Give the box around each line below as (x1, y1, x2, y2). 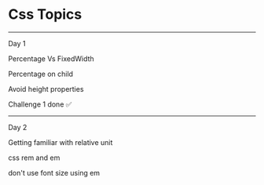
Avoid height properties (8, 84, 84, 93)
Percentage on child (8, 69, 73, 78)
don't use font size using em (8, 168, 101, 177)
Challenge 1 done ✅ (8, 100, 72, 109)
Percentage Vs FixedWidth (8, 53, 94, 63)
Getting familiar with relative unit (8, 137, 113, 147)
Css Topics (8, 5, 82, 24)
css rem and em (8, 153, 60, 162)
